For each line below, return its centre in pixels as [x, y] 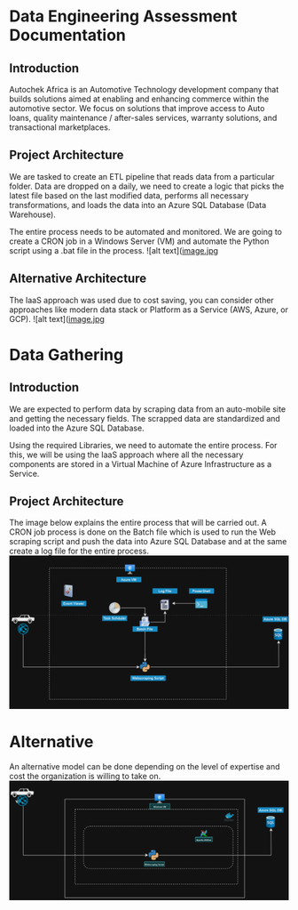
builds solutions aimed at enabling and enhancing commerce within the [139, 99]
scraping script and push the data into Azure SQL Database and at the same [148, 542]
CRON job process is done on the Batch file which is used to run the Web [143, 532]
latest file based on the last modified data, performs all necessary [129, 195]
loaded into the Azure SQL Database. [77, 428]
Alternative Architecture [78, 279]
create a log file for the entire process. [79, 551]
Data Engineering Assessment [123, 16]
